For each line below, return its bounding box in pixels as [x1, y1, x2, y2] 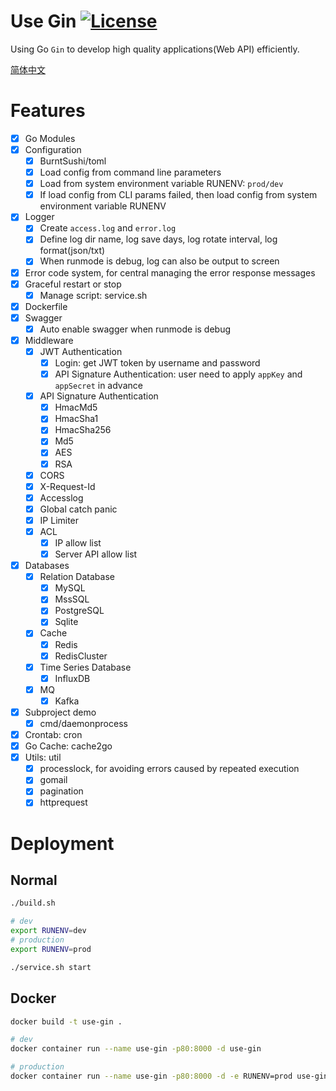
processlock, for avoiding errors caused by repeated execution [39, 763, 300, 775]
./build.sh [10, 898, 56, 909]
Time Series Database [39, 661, 132, 673]
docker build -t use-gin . [10, 1016, 123, 1027]
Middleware [24, 334, 74, 346]
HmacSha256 [54, 424, 112, 436]
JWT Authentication [39, 345, 123, 357]
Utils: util [24, 751, 62, 764]
